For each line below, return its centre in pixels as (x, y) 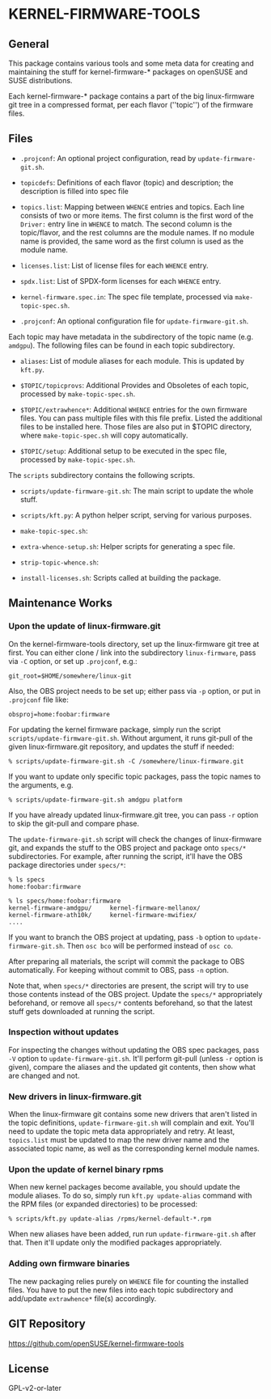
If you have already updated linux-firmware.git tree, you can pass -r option (133, 814)
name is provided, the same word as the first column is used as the (132, 241)
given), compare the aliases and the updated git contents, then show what (132, 1067)
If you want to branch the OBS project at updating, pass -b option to (121, 937)
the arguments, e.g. (41, 784)
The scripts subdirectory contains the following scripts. (102, 475)
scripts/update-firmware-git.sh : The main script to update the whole (137, 491)
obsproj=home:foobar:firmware (59, 714)
